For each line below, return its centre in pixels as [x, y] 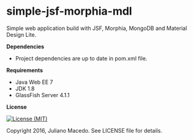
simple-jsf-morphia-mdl [69, 11]
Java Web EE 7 [34, 82]
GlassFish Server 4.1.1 [42, 95]
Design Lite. [21, 34]
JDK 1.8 [25, 88]
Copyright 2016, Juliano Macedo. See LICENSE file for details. [84, 130]
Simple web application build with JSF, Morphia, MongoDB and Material [97, 28]
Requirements [25, 70]
